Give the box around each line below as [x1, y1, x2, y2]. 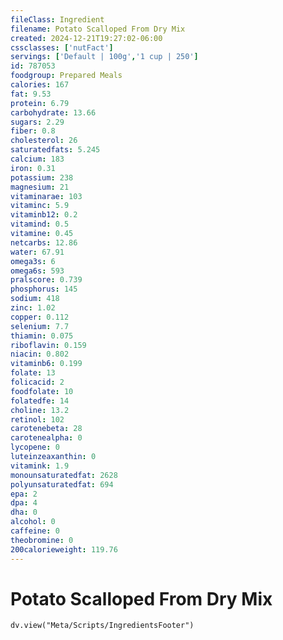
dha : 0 [10, 507, 38, 518]
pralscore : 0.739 [10, 275, 83, 285]
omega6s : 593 [10, 266, 65, 276]
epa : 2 [10, 489, 38, 499]
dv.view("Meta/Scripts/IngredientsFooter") [10, 621, 195, 631]
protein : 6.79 [10, 98, 70, 108]
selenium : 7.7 [10, 321, 70, 331]
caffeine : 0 [10, 526, 60, 536]
